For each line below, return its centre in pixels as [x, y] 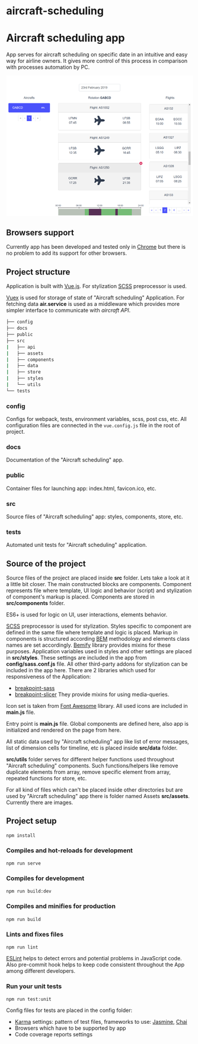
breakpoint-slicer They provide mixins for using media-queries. [92, 695]
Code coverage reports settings [54, 1034]
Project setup [32, 821]
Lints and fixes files [35, 934]
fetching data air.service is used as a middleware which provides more [93, 304]
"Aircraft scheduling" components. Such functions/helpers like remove [92, 766]
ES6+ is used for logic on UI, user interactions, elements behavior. [87, 615]
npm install [21, 836]
